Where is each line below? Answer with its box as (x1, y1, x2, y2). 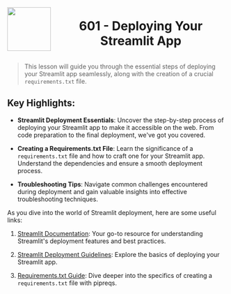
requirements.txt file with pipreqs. (17, 279, 117, 287)
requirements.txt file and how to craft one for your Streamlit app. (17, 152, 205, 160)
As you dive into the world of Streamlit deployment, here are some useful (7, 208, 217, 216)
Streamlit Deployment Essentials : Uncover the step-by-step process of (17, 116, 224, 124)
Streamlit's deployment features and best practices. (17, 237, 166, 245)
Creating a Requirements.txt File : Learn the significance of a (17, 144, 193, 152)
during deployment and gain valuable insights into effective (17, 187, 188, 196)
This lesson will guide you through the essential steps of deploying (24, 62, 216, 71)
